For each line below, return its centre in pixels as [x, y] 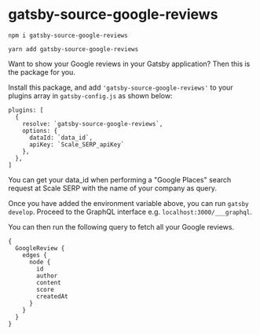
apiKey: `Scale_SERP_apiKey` [77, 144]
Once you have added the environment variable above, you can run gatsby [128, 203]
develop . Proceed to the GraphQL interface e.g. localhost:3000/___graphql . [130, 212]
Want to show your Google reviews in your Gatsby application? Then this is [129, 64]
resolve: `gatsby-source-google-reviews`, [93, 123]
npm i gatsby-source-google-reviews [68, 35]
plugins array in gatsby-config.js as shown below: [90, 95]
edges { [35, 255]
